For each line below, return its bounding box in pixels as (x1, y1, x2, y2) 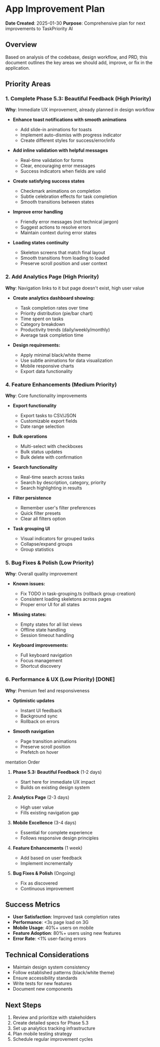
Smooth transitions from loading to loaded (20, 255, 110, 261)
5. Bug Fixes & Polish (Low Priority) (5, 559, 94, 566)
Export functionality (12, 403, 57, 409)
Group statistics (20, 546, 54, 552)
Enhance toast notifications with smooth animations (12, 116, 127, 123)
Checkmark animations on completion (20, 188, 101, 194)
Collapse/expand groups (20, 541, 73, 547)
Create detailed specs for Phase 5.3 (12, 1020, 89, 1026)
